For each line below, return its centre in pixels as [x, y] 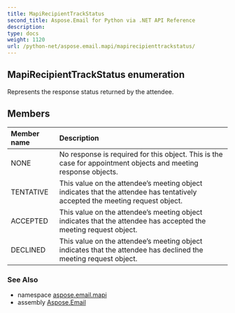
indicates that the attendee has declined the [131, 250]
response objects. [89, 171]
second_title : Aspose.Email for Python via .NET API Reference [101, 20]
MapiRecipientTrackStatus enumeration [96, 75]
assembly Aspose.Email [51, 302]
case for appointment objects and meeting [129, 163]
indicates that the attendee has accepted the [133, 220]
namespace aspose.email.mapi [62, 295]
